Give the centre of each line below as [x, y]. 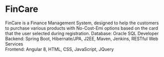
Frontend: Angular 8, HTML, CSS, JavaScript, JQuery [60, 49]
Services [14, 44]
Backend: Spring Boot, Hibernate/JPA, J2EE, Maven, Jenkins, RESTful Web [82, 39]
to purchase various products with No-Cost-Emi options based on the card [82, 28]
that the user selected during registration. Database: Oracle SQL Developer [82, 33]
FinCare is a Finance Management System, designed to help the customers [82, 23]
